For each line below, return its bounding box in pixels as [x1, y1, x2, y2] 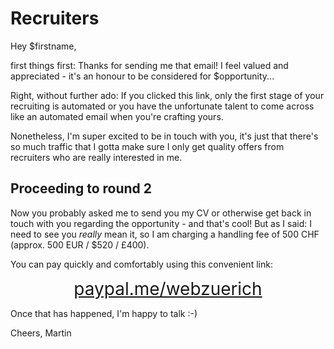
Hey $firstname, [10, 40, 77, 52]
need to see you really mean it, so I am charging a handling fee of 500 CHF [10, 228, 320, 240]
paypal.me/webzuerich [73, 277, 263, 300]
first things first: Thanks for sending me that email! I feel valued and [10, 59, 289, 71]
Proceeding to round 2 [10, 180, 152, 197]
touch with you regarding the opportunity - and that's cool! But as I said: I [10, 217, 312, 229]
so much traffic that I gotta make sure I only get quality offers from [10, 140, 285, 152]
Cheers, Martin [10, 327, 72, 339]
